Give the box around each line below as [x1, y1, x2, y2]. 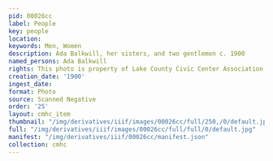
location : [8, 34, 42, 43]
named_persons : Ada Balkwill [8, 58, 107, 66]
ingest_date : [8, 80, 53, 88]
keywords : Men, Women [8, 42, 82, 50]
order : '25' [8, 102, 49, 111]
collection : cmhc [8, 140, 67, 149]
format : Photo [8, 87, 57, 96]
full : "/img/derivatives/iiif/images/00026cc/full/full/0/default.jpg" [8, 125, 256, 133]
